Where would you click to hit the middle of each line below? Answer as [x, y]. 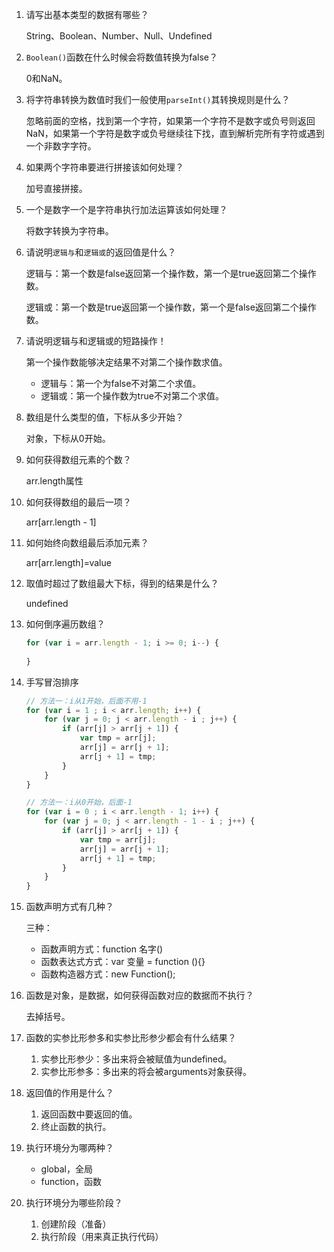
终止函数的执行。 [76, 1127]
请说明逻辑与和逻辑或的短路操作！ [96, 341]
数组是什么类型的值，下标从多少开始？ [104, 417]
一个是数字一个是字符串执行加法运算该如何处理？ [126, 209]
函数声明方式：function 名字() [102, 949]
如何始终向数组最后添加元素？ [87, 542]
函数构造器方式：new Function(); [108, 974]
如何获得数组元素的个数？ [78, 459]
